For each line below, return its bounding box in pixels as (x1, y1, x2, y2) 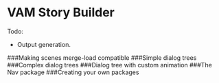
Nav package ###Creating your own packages (7, 68, 139, 76)
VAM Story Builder (7, 5, 115, 20)
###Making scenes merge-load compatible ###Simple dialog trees (7, 53, 197, 62)
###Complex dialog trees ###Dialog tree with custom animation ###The (7, 61, 213, 69)
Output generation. (16, 40, 71, 48)
